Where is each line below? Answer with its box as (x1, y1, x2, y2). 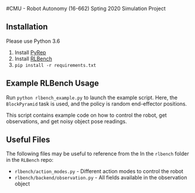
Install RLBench (14, 55, 53, 62)
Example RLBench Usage (6, 79, 100, 89)
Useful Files (6, 135, 50, 145)
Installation (6, 22, 48, 32)
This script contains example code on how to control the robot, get (6, 111, 167, 118)
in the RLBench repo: (6, 157, 54, 164)
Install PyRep (14, 49, 46, 56)
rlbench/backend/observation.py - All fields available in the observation (14, 174, 187, 181)
